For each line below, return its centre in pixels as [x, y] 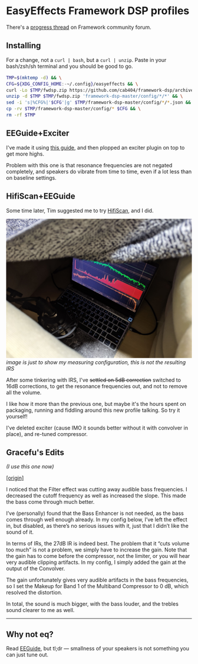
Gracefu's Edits [35, 452]
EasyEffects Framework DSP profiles [98, 11]
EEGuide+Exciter [38, 133]
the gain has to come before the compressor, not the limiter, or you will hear [98, 556]
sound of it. [20, 532]
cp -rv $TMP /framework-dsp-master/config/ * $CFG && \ [74, 109]
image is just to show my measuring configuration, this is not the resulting [96, 362]
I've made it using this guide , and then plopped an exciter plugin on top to [95, 147]
